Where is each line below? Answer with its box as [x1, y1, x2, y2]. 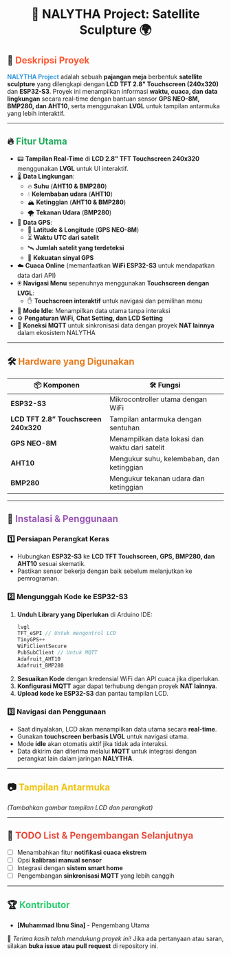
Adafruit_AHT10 [16, 655, 61, 663]
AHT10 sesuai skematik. [16, 560, 86, 568]
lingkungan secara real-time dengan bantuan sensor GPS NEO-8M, [7, 94, 200, 103]
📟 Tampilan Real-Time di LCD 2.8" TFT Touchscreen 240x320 [16, 154, 200, 163]
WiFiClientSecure [16, 643, 67, 650]
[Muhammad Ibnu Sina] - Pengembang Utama [16, 920, 150, 929]
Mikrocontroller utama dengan [109, 394, 208, 404]
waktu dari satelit [109, 443, 165, 452]
